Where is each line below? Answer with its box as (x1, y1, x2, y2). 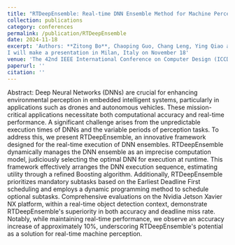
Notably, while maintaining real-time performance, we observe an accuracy (7, 214, 225, 223)
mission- (186, 103, 212, 111)
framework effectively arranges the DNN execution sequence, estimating (7, 162, 218, 171)
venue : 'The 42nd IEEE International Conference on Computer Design (7, 56, 211, 63)
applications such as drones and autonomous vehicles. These (7, 103, 185, 111)
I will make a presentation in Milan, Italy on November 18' (7, 50, 190, 57)
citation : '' (7, 69, 45, 76)
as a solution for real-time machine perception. (7, 229, 143, 238)
